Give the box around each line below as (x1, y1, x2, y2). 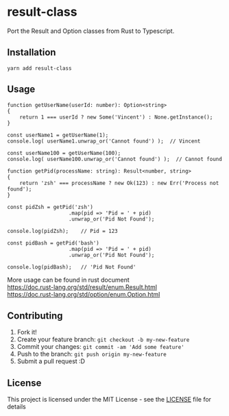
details (7, 402, 26, 411)
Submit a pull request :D (16, 357, 86, 365)
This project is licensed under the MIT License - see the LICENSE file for (7, 395, 211, 404)
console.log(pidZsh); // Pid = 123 (7, 228, 118, 234)
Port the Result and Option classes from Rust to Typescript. (7, 27, 175, 35)
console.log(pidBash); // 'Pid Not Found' (7, 263, 136, 271)
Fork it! (16, 328, 38, 337)
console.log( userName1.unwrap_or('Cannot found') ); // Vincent (7, 138, 201, 145)
